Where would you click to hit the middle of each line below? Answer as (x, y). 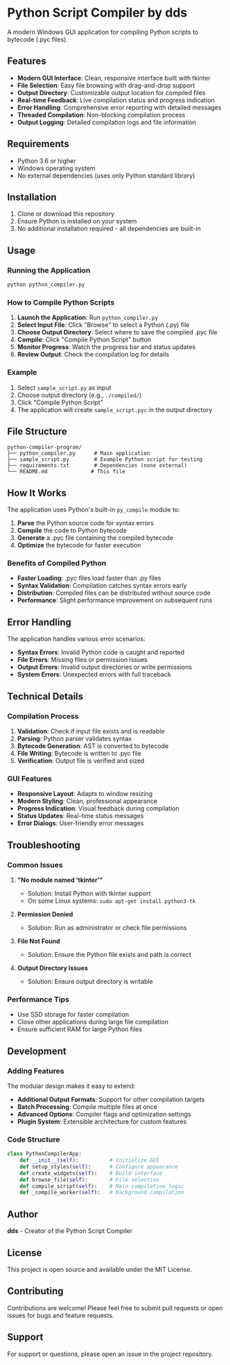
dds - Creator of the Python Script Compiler (70, 1231)
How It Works (37, 493)
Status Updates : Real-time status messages (80, 816)
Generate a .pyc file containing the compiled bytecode (95, 538)
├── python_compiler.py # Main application (79, 453)
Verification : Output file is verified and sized (81, 761)
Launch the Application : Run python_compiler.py (87, 318)
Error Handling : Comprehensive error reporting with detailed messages (119, 107)
